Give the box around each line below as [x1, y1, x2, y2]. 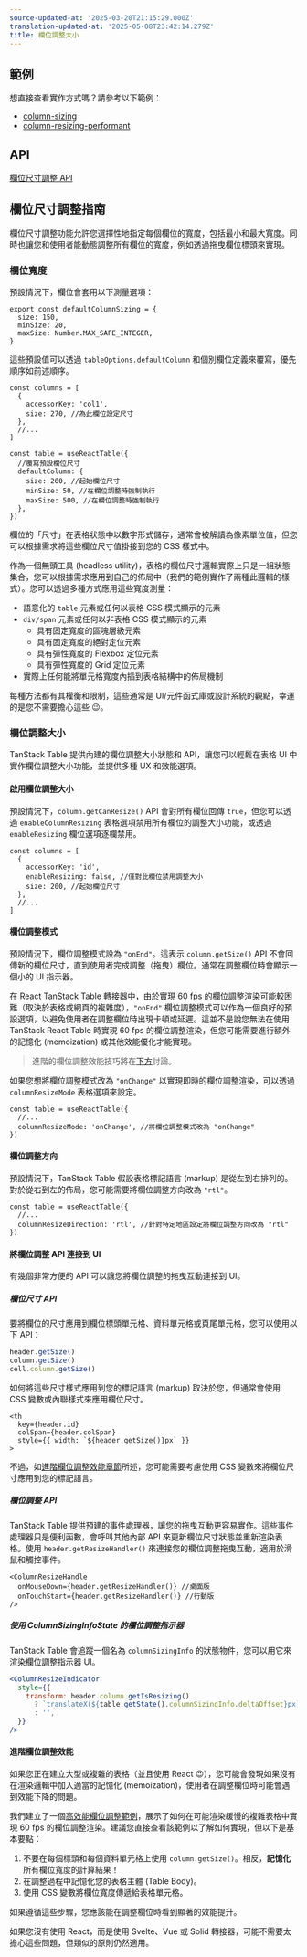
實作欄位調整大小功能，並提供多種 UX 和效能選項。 [9, 760, 202, 772]
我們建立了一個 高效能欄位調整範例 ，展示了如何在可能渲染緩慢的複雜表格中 [9, 1811, 290, 1822]
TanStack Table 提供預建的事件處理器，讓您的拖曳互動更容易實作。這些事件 [9, 1519, 294, 1530]
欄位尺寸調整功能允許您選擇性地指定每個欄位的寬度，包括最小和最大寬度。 [9, 227, 290, 238]
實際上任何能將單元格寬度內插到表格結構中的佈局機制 [22, 671, 224, 682]
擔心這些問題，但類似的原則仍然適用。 [9, 1938, 153, 1949]
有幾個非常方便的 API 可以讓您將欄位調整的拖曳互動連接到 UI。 [9, 1271, 246, 1282]
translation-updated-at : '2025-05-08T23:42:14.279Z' [9, 22, 215, 31]
